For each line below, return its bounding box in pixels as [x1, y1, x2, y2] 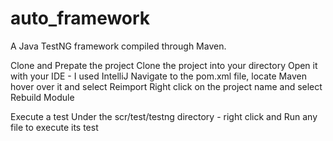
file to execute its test [10, 121, 99, 133]
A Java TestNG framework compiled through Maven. [10, 40, 227, 52]
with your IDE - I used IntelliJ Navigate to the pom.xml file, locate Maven [10, 70, 307, 82]
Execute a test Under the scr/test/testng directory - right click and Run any [10, 110, 318, 122]
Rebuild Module [10, 91, 75, 103]
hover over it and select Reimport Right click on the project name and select [10, 80, 323, 92]
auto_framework [10, 7, 151, 30]
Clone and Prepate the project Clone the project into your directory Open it [10, 59, 318, 71]
